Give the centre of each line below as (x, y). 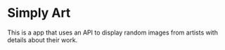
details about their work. (43, 39)
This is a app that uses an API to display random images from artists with (112, 32)
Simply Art (39, 13)
